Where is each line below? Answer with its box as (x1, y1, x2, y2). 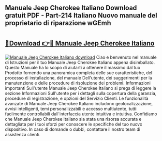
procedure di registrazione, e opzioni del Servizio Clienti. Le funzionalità (5, 95, 148, 101)
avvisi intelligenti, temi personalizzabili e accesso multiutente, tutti (5, 106, 137, 111)
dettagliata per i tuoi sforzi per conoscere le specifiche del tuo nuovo (5, 121, 143, 127)
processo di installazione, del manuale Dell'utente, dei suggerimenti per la (5, 75, 152, 80)
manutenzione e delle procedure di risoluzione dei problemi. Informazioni (5, 80, 151, 86)
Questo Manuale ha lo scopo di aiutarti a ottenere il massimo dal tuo (5, 65, 141, 70)
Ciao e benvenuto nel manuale (96, 54, 157, 60)
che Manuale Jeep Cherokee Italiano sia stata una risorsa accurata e (5, 116, 142, 122)
